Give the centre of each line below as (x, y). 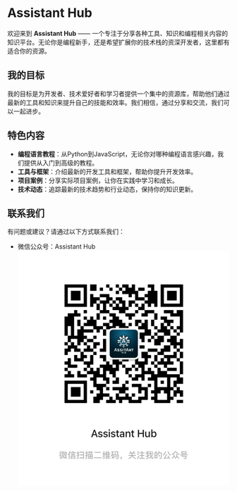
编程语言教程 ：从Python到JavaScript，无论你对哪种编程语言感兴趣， (117, 154)
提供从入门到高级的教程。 (61, 163)
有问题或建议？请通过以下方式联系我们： (66, 232)
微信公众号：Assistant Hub (56, 247)
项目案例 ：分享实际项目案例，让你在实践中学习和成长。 (98, 180)
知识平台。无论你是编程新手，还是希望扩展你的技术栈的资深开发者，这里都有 (119, 42)
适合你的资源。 (29, 51)
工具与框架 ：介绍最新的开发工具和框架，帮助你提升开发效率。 (107, 171)
